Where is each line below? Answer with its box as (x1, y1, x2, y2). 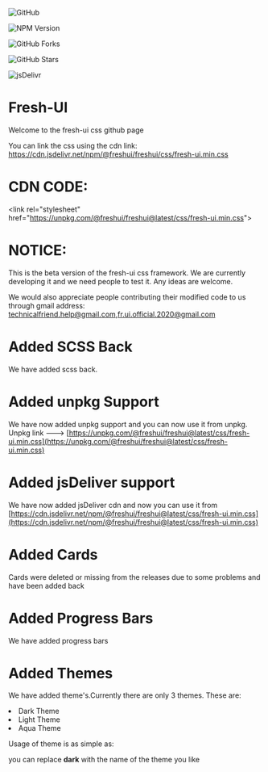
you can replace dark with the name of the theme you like (8, 755, 200, 765)
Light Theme (19, 715, 60, 724)
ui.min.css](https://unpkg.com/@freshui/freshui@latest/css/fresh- (8, 436, 228, 446)
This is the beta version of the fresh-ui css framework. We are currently (8, 267, 246, 278)
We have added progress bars (8, 636, 109, 645)
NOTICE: (8, 241, 67, 260)
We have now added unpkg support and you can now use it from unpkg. (8, 419, 248, 429)
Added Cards (8, 545, 98, 564)
